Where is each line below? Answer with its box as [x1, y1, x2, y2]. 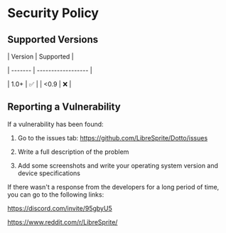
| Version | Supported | [7, 52, 75, 61]
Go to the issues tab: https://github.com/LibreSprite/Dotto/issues [17, 133, 208, 142]
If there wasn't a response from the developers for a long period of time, [7, 182, 220, 191]
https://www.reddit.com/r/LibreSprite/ [7, 217, 118, 226]
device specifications [17, 169, 80, 177]
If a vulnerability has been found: [7, 120, 104, 128]
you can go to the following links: [7, 190, 104, 199]
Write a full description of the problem [17, 147, 129, 156]
